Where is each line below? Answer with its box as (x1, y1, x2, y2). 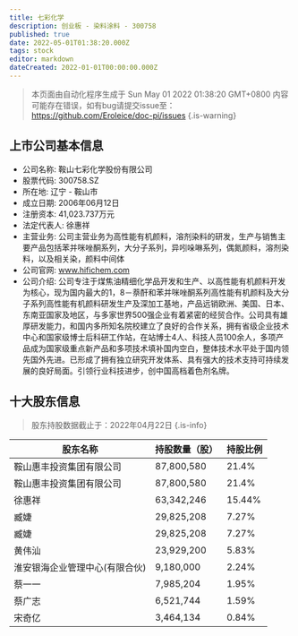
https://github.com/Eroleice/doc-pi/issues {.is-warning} (30, 109, 237, 121)
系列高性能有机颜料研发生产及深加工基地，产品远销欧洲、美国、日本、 (30, 297, 289, 309)
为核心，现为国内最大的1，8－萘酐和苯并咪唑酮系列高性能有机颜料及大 (21, 287, 282, 297)
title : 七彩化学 (9, 13, 64, 22)
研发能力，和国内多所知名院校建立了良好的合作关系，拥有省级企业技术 (30, 320, 289, 331)
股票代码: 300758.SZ (21, 175, 100, 185)
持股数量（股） (155, 443, 218, 455)
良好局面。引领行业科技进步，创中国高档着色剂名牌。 (38, 365, 234, 376)
